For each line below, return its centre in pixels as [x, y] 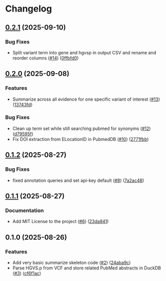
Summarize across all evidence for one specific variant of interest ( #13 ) [86, 99]
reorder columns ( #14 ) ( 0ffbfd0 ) [45, 58]
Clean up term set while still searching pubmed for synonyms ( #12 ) [82, 128]
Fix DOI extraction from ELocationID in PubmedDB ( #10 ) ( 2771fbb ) [80, 139]
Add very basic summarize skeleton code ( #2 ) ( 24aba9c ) [72, 262]
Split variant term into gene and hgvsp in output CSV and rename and [84, 52]
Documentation [25, 210]
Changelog [29, 9]
